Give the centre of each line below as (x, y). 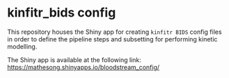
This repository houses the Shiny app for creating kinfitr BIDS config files (114, 32)
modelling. (22, 46)
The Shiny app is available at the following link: (74, 59)
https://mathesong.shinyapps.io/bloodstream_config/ (84, 67)
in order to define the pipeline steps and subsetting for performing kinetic (112, 39)
